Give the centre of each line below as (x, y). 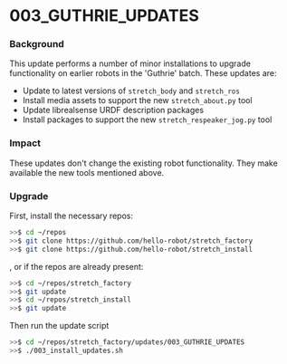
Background (37, 44)
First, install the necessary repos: (72, 216)
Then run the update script (59, 326)
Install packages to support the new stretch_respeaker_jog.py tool (147, 120)
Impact (25, 143)
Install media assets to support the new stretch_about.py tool (137, 101)
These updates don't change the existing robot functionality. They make (143, 163)
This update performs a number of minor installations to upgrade (130, 63)
